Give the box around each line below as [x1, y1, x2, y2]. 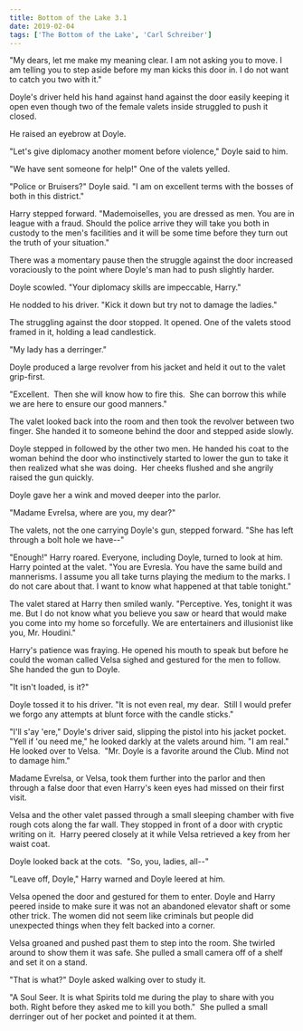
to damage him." [9, 756, 71, 766]
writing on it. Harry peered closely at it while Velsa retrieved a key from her [9, 829, 291, 840]
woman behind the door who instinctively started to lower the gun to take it [9, 453, 289, 464]
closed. [9, 111, 37, 122]
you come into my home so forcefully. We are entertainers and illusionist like [9, 618, 294, 629]
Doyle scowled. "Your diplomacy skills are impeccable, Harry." [9, 282, 241, 293]
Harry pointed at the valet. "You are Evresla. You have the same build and [9, 562, 283, 573]
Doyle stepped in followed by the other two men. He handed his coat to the [9, 443, 289, 454]
